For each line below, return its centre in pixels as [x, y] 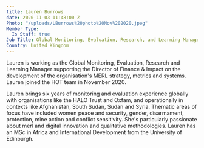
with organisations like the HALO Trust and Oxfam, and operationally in [95, 100]
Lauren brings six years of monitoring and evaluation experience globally [97, 94]
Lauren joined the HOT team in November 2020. [66, 82]
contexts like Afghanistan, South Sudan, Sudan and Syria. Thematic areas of [102, 106]
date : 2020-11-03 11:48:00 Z [43, 18]
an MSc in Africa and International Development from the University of [94, 132]
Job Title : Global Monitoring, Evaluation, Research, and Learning [93, 40]
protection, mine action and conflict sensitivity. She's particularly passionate [102, 119]
